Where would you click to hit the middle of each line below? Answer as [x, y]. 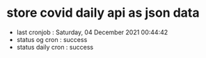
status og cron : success [52, 39]
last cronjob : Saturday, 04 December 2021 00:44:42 [92, 32]
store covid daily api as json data [103, 13]
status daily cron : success [55, 47]
